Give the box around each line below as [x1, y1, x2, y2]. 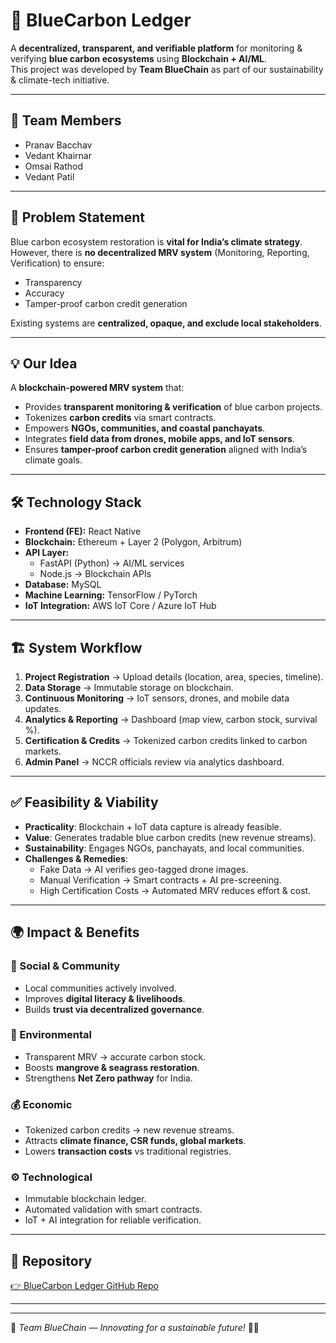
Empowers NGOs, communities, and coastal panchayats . [24, 422, 266, 434]
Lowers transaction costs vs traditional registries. [24, 1145, 232, 1158]
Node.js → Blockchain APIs [39, 568, 152, 580]
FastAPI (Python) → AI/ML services [39, 557, 185, 569]
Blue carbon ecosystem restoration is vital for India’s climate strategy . [10, 235, 303, 248]
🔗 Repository [10, 1252, 93, 1269]
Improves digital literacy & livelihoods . [24, 992, 186, 1004]
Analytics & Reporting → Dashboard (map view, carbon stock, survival [24, 714, 318, 725]
